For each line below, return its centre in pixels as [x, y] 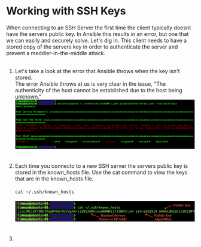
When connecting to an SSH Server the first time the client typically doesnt [99, 28]
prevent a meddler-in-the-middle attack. [56, 53]
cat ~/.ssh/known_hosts [45, 192]
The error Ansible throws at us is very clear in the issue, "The [90, 84]
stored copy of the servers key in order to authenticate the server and [92, 47]
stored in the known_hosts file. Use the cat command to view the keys [101, 172]
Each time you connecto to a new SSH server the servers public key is [101, 165]
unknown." [28, 97]
